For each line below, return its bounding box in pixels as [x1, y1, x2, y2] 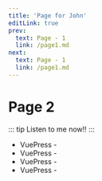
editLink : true [8, 19, 59, 27]
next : [8, 49, 26, 57]
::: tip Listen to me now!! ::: [8, 124, 96, 134]
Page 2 [8, 97, 55, 116]
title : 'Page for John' [8, 11, 88, 20]
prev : [8, 26, 26, 34]
